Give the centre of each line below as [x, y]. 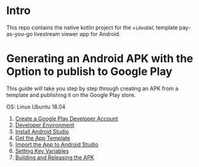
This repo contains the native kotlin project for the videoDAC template [92, 27]
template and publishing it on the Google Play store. [71, 94]
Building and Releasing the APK [54, 157]
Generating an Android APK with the [100, 59]
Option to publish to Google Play [89, 72]
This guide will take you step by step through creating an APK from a [92, 88]
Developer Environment [44, 125]
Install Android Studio [42, 131]
